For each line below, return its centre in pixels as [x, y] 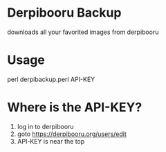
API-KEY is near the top [51, 141]
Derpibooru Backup [64, 13]
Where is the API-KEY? [75, 107]
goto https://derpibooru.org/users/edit [72, 134]
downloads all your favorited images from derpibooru [83, 32]
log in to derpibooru [45, 126]
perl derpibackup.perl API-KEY [51, 79]
